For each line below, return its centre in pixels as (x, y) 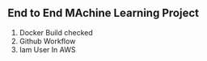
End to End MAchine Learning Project (103, 13)
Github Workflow (47, 41)
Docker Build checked (56, 32)
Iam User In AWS (47, 49)
